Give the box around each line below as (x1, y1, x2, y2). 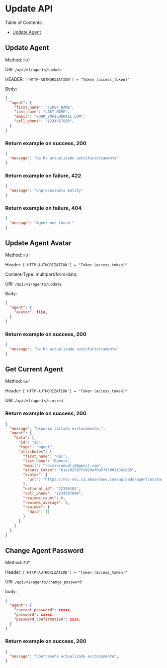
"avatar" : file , (14, 310, 48, 315)
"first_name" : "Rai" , (23, 454, 68, 459)
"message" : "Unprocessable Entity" (9, 188, 83, 193)
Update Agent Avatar (5, 239, 72, 247)
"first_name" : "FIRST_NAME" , (14, 105, 75, 110)
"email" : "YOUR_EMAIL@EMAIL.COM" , (14, 114, 85, 119)
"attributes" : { (18, 449, 52, 454)
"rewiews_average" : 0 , (23, 500, 70, 505)
